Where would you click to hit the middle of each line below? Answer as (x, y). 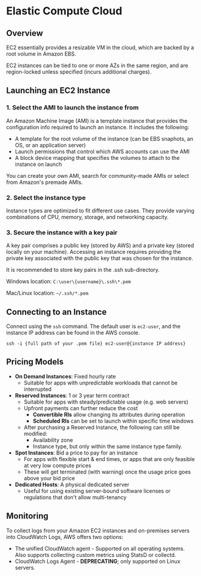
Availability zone (53, 440)
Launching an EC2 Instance (58, 91)
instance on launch (38, 164)
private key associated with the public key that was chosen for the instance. (100, 258)
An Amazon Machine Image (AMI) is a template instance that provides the (97, 120)
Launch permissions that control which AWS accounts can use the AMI (102, 151)
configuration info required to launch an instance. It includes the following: (98, 127)
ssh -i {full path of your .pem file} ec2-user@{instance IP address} (96, 344)
